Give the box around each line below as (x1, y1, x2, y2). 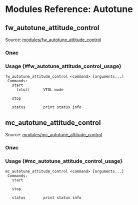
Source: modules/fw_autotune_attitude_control (5, 37, 101, 43)
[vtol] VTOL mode (16, 87, 64, 92)
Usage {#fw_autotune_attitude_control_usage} (5, 63, 121, 70)
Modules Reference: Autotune (5, 4, 133, 15)
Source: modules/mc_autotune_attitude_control (5, 132, 102, 138)
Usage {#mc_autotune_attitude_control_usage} (5, 157, 123, 164)
